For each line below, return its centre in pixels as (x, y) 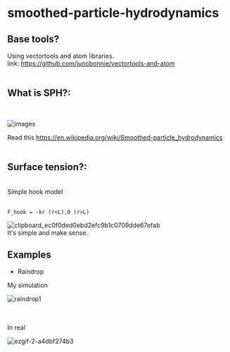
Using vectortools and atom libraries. (61, 56)
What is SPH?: (39, 93)
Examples (29, 255)
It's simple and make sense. (47, 232)
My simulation (27, 285)
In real (17, 328)
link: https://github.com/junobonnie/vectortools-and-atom (91, 63)
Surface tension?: (47, 167)
